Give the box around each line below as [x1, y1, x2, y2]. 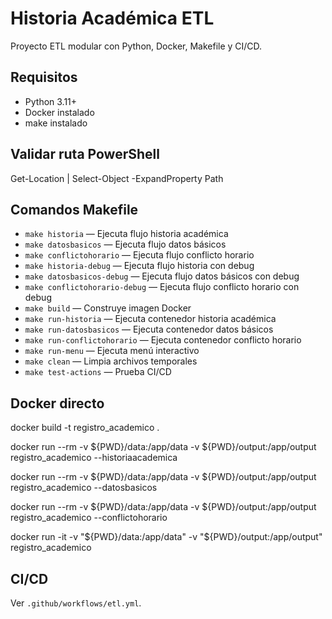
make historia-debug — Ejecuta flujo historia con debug [24, 260, 255, 272]
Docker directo [10, 395, 105, 412]
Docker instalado [24, 106, 95, 118]
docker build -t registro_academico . [10, 422, 160, 434]
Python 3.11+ [24, 95, 78, 107]
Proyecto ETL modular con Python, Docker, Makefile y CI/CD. [10, 40, 263, 52]
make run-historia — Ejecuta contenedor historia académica [24, 313, 277, 325]
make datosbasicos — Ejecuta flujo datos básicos [24, 238, 227, 251]
